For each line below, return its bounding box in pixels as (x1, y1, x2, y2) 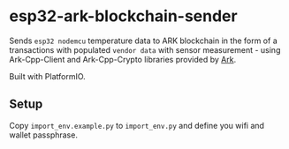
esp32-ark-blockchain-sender (9, 6, 238, 26)
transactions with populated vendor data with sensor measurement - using (9, 44, 281, 55)
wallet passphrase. (9, 130, 78, 140)
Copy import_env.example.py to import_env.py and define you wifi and (9, 120, 265, 130)
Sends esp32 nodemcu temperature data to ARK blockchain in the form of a (9, 35, 278, 46)
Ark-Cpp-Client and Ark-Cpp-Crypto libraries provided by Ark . (9, 54, 237, 64)
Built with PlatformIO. (9, 71, 86, 81)
